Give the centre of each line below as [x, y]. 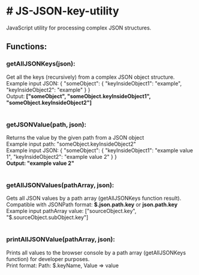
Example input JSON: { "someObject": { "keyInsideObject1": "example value [100, 150]
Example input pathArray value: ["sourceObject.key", [71, 211]
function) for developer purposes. [48, 259]
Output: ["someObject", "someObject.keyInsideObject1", [79, 96]
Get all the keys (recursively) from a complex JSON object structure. [91, 77]
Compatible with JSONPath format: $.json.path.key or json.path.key [92, 205]
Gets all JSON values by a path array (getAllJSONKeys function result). [94, 198]
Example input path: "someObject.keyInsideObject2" [71, 144]
